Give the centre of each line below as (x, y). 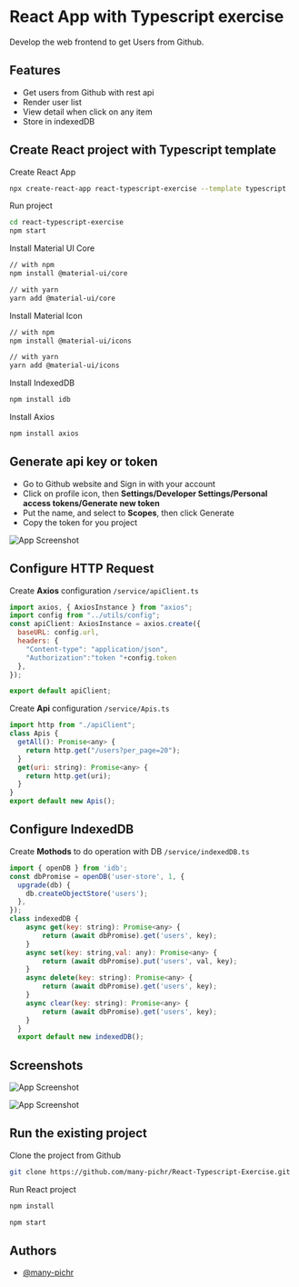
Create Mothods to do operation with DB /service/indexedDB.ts (130, 851)
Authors (33, 1250)
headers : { (38, 641)
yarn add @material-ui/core (63, 298)
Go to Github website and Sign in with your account (119, 484)
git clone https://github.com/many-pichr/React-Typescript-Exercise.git (150, 1172)
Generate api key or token (84, 462)
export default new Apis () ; (63, 802)
